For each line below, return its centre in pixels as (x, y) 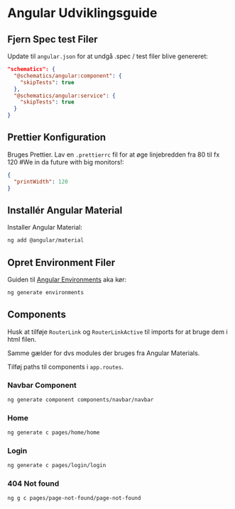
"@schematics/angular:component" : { (68, 76)
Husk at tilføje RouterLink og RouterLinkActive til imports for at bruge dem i (118, 332)
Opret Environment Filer (61, 263)
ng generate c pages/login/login (57, 466)
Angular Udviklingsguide (82, 13)
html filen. (22, 339)
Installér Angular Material (65, 210)
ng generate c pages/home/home (54, 433)
